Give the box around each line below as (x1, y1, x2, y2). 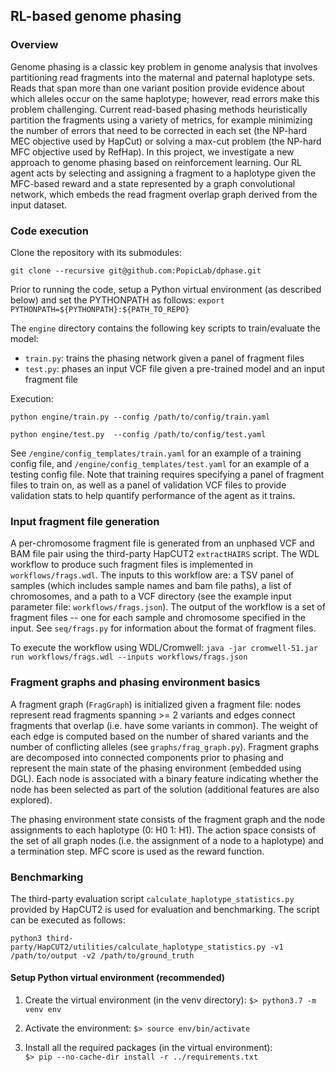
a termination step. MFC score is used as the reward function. (10, 845, 265, 857)
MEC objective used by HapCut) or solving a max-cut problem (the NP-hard (10, 135, 322, 147)
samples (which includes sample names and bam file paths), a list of (10, 580, 292, 592)
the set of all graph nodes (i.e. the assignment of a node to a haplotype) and (10, 834, 324, 846)
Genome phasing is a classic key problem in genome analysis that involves (10, 60, 318, 73)
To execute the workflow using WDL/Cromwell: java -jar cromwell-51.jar (10, 642, 319, 654)
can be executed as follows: (10, 914, 126, 926)
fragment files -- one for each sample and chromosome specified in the (10, 612, 307, 624)
